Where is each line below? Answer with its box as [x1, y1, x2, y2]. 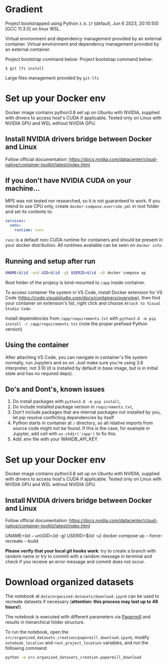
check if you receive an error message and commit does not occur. [5, 559, 145, 565]
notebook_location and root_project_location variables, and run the [5, 640, 148, 646]
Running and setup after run [5, 257, 96, 266]
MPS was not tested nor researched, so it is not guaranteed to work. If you [5, 198, 160, 204]
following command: [5, 645, 48, 651]
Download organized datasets [5, 576, 134, 588]
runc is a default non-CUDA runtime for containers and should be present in [5, 237, 163, 243]
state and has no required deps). [5, 370, 73, 376]
